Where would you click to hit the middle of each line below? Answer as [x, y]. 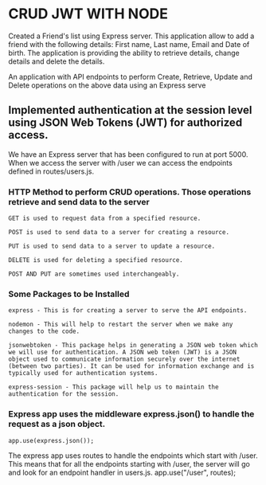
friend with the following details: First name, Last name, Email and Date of [129, 44]
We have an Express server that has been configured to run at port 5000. [128, 154]
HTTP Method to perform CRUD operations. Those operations [130, 192]
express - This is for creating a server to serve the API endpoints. [128, 311]
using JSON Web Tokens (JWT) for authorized [125, 123]
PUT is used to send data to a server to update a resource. [112, 246]
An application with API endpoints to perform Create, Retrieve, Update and [131, 76]
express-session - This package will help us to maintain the [113, 387]
